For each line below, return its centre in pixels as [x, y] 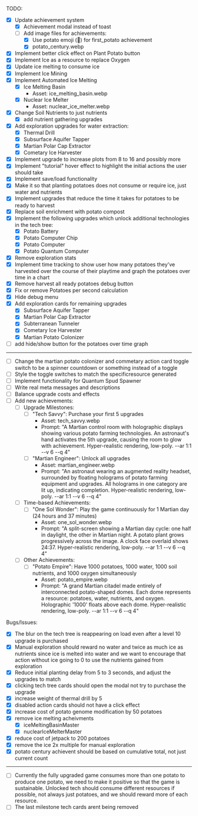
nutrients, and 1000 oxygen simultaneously [84, 573]
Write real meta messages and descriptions [67, 387]
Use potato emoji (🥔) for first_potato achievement [92, 40]
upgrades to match [38, 679]
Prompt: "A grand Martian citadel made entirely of [101, 586]
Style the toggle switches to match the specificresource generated [95, 374]
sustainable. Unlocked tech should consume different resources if [95, 788]
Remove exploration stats [45, 258]
